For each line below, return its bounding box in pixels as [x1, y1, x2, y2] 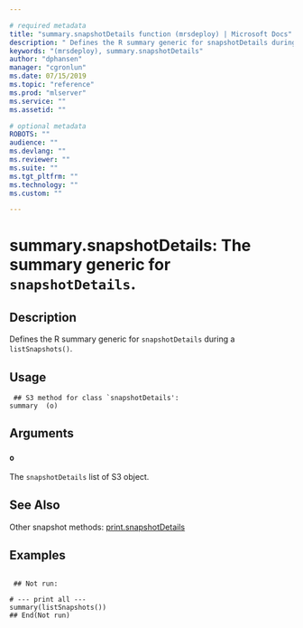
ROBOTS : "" [9, 130, 50, 139]
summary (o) [9, 401, 59, 411]
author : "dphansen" [9, 55, 83, 64]
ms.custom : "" [9, 189, 63, 198]
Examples [9, 548, 66, 563]
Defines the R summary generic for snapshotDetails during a [9, 333, 235, 344]
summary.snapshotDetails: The [9, 236, 252, 256]
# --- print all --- [9, 595, 87, 605]
